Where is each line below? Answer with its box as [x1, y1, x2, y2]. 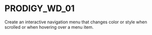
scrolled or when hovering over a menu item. [4, 24, 94, 30]
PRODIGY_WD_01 [4, 3, 75, 14]
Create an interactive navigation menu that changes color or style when [4, 19, 147, 25]
